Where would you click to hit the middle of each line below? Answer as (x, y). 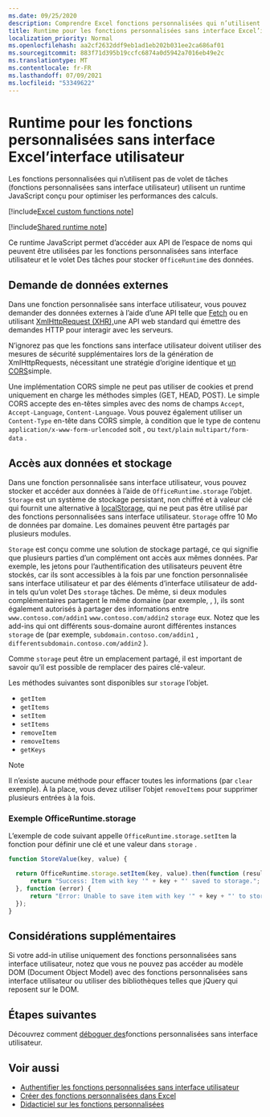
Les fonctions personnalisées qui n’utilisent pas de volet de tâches (119, 179)
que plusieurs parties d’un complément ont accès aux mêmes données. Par (133, 558)
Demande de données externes (88, 285)
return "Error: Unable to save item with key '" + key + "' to (138, 896)
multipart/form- (223, 430)
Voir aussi (34, 1068)
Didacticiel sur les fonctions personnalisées (92, 1104)
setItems (35, 725)
